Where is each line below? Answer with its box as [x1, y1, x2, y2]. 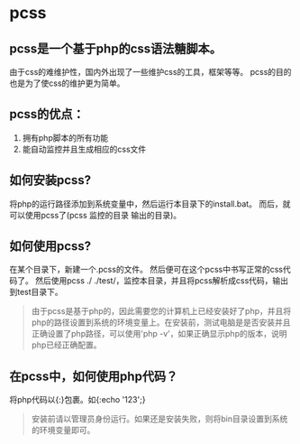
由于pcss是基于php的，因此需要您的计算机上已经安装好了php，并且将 [31, 306, 291, 317]
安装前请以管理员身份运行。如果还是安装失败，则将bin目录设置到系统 [31, 413, 288, 424]
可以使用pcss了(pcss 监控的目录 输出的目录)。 [9, 209, 182, 220]
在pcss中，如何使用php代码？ [9, 368, 178, 384]
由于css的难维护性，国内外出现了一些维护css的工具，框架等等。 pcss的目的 [9, 67, 292, 77]
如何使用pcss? [9, 238, 92, 254]
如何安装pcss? [9, 172, 92, 188]
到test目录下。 [9, 287, 63, 298]
